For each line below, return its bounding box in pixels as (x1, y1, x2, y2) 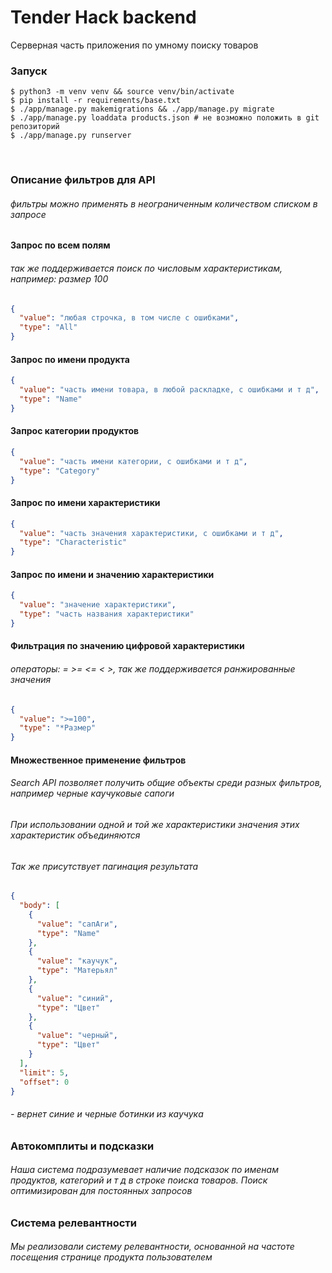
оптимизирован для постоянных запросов (10, 1185, 193, 1197)
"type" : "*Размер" (19, 723, 97, 733)
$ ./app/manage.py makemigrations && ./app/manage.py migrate (10, 104, 275, 115)
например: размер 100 (10, 272, 109, 285)
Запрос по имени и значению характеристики (10, 568, 215, 580)
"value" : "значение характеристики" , (19, 600, 177, 610)
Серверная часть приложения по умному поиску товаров (10, 39, 259, 51)
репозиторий (10, 122, 60, 132)
